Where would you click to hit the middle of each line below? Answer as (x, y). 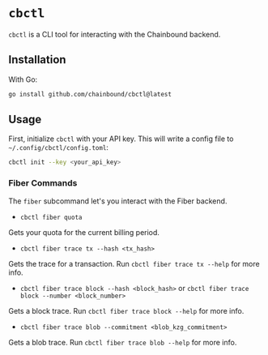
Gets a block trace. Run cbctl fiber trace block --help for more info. (126, 310)
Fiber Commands (43, 183)
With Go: (23, 79)
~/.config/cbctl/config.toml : (59, 148)
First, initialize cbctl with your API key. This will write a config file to (121, 139)
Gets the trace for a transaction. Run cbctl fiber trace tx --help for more (134, 263)
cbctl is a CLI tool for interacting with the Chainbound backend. (115, 34)
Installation (37, 60)
